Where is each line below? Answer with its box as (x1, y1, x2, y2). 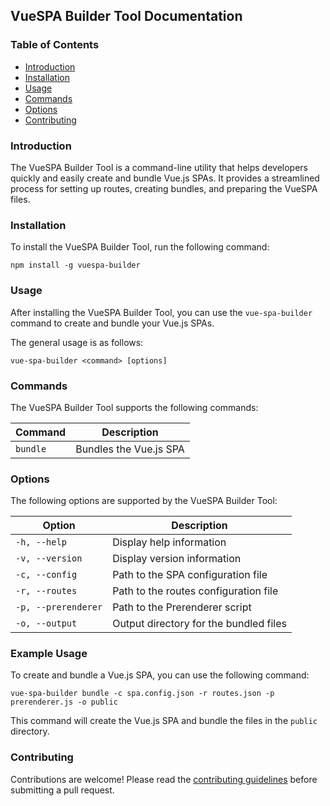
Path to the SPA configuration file (112, 568, 268, 582)
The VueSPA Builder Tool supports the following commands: (10, 401, 259, 413)
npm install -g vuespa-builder (10, 260, 141, 271)
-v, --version (15, 553, 83, 564)
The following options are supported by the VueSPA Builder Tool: (10, 495, 278, 507)
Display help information (112, 535, 227, 549)
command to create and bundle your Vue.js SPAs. (10, 317, 215, 329)
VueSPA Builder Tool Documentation (10, 8, 243, 25)
